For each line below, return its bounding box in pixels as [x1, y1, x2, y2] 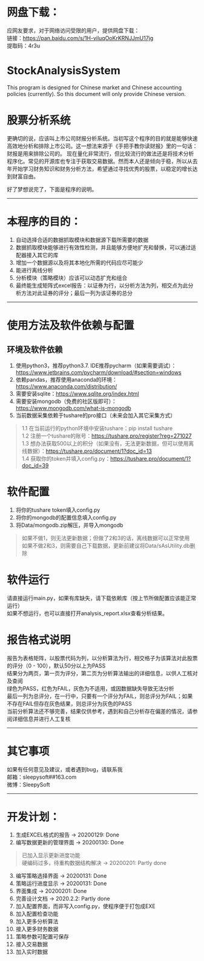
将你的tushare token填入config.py [15, 506, 100, 514]
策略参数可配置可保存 [15, 933, 69, 940]
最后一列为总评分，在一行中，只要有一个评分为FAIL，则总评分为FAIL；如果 [7, 692, 193, 700]
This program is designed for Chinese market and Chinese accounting [7, 83, 182, 91]
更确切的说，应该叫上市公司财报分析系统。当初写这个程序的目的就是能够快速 [7, 134, 198, 142]
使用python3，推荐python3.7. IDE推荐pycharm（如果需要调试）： [15, 362, 177, 369]
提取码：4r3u [7, 42, 41, 49]
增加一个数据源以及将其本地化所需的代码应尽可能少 [15, 259, 143, 266]
